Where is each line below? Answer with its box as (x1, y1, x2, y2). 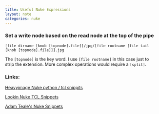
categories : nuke (5, 16, 40, 21)
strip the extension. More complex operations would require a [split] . (5, 61, 147, 67)
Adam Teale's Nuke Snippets (5, 103, 63, 109)
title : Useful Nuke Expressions (5, 7, 71, 12)
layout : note (5, 12, 32, 17)
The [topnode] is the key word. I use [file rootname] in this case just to (5, 56, 149, 62)
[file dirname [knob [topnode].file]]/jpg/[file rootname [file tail (5, 43, 150, 48)
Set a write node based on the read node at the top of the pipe (5, 32, 154, 39)
